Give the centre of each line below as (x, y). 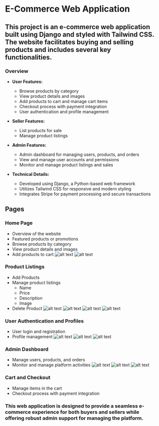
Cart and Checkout (28, 377)
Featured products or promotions (45, 239)
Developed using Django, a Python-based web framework (77, 184)
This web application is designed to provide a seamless (72, 406)
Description (31, 298)
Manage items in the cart (37, 388)
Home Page (19, 223)
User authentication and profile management (64, 111)
